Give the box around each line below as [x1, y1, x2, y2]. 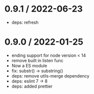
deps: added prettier [11, 83, 53, 89]
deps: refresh [11, 19, 39, 25]
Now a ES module [11, 63, 47, 68]
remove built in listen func [11, 57, 63, 63]
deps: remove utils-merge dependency [11, 73, 90, 78]
